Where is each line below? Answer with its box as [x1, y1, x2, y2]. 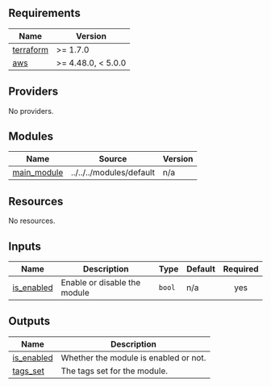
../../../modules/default [71, 167, 156, 179]
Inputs [8, 239, 42, 253]
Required [223, 263, 259, 275]
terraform [12, 44, 49, 55]
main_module [12, 167, 64, 179]
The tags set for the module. [60, 365, 168, 376]
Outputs [8, 314, 51, 328]
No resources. [8, 216, 56, 225]
